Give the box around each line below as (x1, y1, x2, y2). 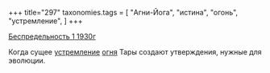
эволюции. (8, 56, 46, 65)
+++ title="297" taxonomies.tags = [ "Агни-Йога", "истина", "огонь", (8, 8, 239, 17)
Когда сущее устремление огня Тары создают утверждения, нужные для (8, 47, 262, 56)
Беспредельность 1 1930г (8, 32, 97, 41)
